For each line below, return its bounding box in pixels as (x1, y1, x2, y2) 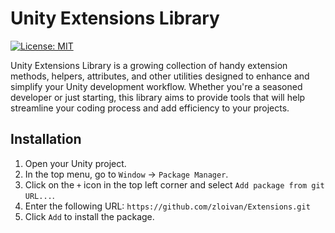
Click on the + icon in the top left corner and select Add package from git (24, 178, 325, 191)
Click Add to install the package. (24, 210, 155, 222)
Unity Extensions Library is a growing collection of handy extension (10, 59, 288, 71)
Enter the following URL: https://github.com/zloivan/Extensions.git (24, 200, 311, 212)
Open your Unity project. (24, 157, 127, 169)
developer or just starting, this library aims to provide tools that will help (10, 91, 306, 103)
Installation (10, 131, 82, 148)
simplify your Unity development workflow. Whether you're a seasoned (10, 80, 303, 92)
